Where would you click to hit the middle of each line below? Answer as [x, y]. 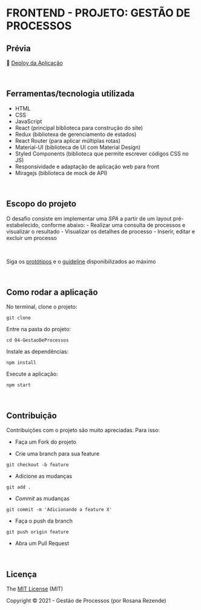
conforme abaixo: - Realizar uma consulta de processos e [114, 225]
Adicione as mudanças [44, 476]
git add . [19, 487]
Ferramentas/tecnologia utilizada [71, 94]
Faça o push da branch [44, 521]
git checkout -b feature [38, 465]
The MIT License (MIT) [35, 589]
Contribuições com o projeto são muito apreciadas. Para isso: [83, 430]
